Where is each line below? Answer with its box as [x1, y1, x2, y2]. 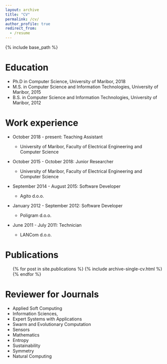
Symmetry [12, 347, 34, 353]
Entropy [12, 337, 29, 343]
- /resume [10, 31, 30, 36]
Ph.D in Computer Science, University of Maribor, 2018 [12, 78, 126, 84]
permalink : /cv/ [5, 17, 39, 22]
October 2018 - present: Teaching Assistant [12, 134, 103, 140]
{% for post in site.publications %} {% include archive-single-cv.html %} [12, 266, 162, 272]
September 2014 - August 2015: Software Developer [12, 183, 121, 189]
